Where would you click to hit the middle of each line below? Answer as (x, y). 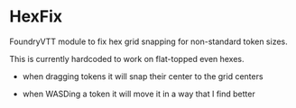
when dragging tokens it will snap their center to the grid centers (143, 76)
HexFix (36, 17)
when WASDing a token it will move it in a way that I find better (139, 94)
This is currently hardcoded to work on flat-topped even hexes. (127, 58)
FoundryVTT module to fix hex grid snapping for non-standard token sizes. (149, 41)
